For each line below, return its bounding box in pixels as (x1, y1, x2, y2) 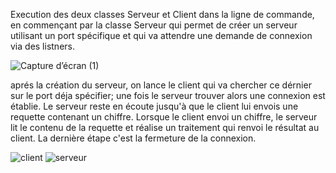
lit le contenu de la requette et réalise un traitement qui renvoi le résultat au (10, 122, 320, 133)
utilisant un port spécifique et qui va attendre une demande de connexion (10, 30, 313, 41)
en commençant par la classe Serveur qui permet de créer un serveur (10, 19, 298, 31)
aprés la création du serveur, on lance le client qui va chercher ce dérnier (10, 79, 312, 91)
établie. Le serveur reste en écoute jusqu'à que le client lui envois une (10, 100, 299, 112)
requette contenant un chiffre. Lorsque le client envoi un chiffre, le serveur (10, 111, 318, 123)
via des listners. (10, 40, 75, 52)
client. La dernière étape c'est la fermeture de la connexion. (10, 132, 257, 144)
